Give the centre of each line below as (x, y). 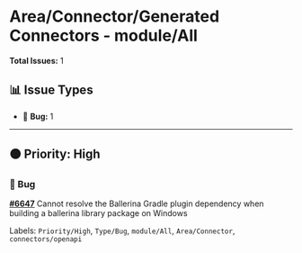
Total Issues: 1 (37, 60)
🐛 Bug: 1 (38, 116)
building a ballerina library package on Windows (98, 213)
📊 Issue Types (51, 90)
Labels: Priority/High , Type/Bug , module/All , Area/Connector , (122, 230)
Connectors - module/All (103, 36)
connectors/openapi (46, 239)
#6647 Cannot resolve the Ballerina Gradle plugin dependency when (137, 203)
